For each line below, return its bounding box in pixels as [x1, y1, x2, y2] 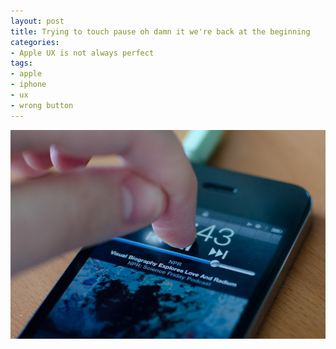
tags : [10, 58, 33, 69]
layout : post [10, 16, 65, 26]
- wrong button [10, 100, 74, 110]
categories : [10, 37, 60, 47]
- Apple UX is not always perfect [10, 48, 155, 58]
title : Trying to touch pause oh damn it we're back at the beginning [10, 26, 311, 37]
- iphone [10, 80, 47, 90]
